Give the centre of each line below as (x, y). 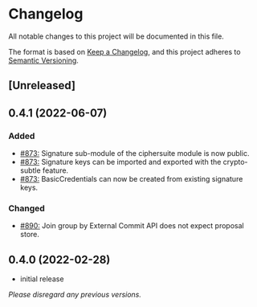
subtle (31, 170)
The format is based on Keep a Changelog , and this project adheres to (124, 51)
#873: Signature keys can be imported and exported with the (120, 162)
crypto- (235, 162)
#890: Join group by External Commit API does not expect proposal (132, 226)
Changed (27, 208)
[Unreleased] (42, 86)
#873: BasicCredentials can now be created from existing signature (131, 179)
